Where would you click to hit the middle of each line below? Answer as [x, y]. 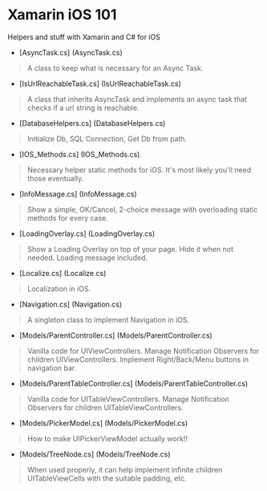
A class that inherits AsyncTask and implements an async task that [137, 99]
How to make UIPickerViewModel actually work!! [107, 438]
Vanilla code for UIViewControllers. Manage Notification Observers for [143, 351]
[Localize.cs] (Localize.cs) [63, 273]
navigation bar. [52, 367]
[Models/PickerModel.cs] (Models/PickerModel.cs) [103, 423]
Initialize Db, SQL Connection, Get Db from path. [107, 139]
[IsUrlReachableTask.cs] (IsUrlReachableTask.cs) [100, 83]
